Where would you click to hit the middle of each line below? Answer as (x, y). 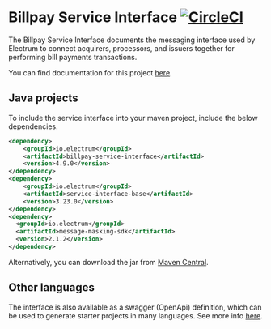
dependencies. (33, 126)
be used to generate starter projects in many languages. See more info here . (135, 315)
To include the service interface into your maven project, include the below (133, 117)
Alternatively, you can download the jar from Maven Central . (108, 262)
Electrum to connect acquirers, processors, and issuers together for (121, 48)
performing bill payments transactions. (73, 57)
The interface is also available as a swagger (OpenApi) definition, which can (135, 307)
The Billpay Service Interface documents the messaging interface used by (132, 40)
